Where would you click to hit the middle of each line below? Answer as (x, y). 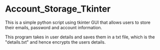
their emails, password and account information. (54, 27)
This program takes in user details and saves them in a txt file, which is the (80, 37)
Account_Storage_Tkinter (58, 9)
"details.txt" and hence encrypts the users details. (55, 42)
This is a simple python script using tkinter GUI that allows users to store (78, 22)
